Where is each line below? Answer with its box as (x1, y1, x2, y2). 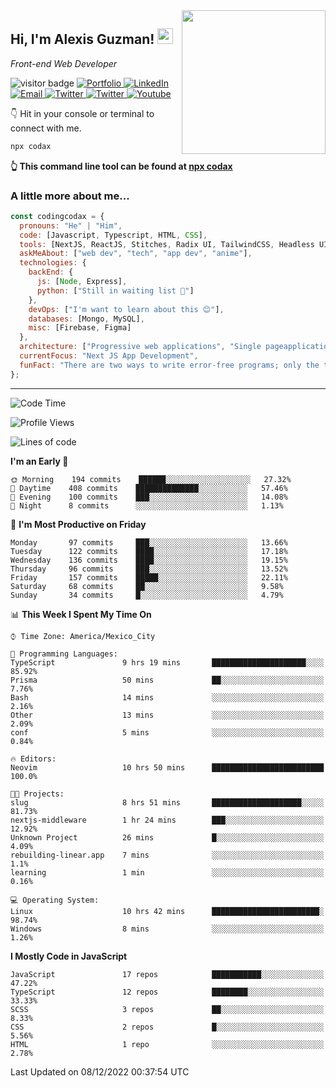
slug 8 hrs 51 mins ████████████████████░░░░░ (10, 797, 325, 808)
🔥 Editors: (10, 754, 57, 764)
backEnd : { (28, 267, 74, 278)
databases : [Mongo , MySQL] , (28, 314, 145, 324)
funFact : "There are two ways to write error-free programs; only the (19, 360, 320, 370)
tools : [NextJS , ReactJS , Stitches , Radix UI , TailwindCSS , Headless (19, 239, 315, 249)
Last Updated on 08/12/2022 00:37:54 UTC (10, 1065, 190, 1078)
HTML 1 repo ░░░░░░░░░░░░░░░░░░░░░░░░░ (10, 1039, 325, 1049)
